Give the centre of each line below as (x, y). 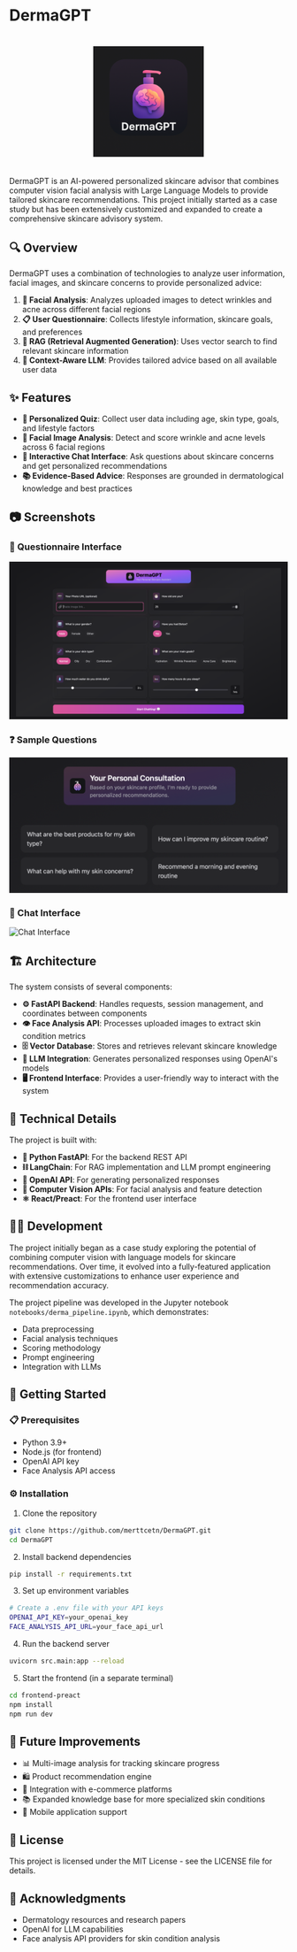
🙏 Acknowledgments (68, 1898)
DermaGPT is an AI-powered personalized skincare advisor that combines (144, 181)
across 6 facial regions (64, 447)
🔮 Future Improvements (75, 1741)
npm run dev (31, 1714)
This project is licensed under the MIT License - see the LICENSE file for (141, 1861)
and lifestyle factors (58, 428)
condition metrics (54, 1036)
